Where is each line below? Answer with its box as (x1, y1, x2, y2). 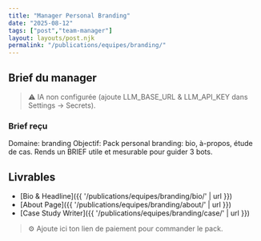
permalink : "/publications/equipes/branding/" (8, 41, 167, 49)
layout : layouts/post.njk (8, 34, 94, 42)
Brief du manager (8, 71, 98, 85)
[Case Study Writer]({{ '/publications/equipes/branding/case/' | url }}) (19, 208, 251, 218)
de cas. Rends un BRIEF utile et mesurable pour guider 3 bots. (8, 147, 213, 156)
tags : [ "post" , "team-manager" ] (8, 26, 113, 34)
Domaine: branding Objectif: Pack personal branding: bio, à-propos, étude (8, 139, 254, 148)
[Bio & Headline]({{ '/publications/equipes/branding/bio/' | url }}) (19, 192, 233, 201)
